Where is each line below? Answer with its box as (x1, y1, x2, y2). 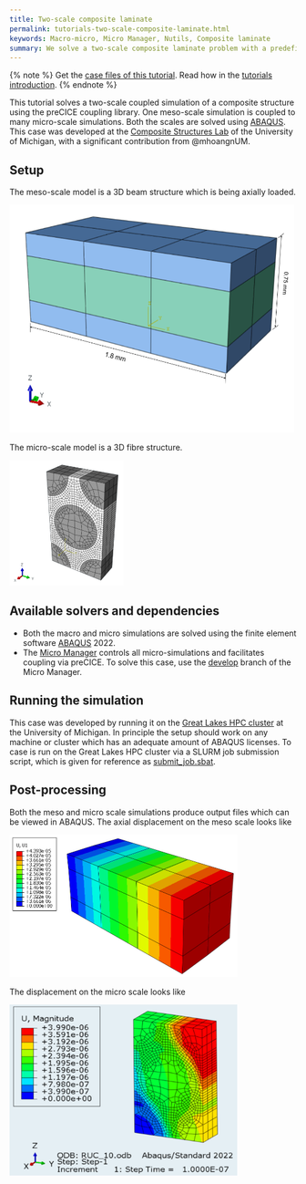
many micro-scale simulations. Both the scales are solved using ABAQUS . (9, 117, 287, 128)
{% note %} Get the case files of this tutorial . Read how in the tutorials (9, 69, 273, 81)
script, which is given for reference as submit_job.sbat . (9, 755, 216, 766)
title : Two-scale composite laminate (9, 15, 153, 24)
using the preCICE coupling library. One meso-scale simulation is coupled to (9, 107, 296, 118)
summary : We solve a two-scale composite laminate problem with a (9, 44, 267, 53)
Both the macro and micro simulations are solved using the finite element (22, 628, 297, 639)
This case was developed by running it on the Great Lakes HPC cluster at (9, 717, 284, 728)
